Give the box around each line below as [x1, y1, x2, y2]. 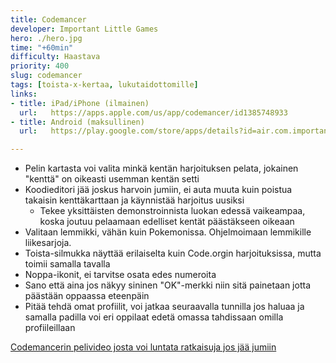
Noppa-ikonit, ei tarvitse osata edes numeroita [24, 269, 217, 281]
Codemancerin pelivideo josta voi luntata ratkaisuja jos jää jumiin [10, 341, 277, 353]
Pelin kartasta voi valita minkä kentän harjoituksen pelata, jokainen [24, 162, 299, 175]
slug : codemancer [10, 71, 83, 81]
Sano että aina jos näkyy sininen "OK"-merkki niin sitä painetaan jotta [24, 279, 311, 291]
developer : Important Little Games [10, 24, 159, 34]
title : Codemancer [10, 14, 87, 25]
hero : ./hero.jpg [10, 33, 83, 43]
